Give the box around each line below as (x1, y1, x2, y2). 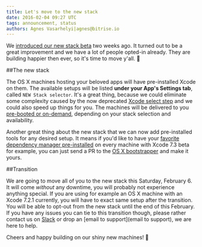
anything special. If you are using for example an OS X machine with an (6, 190, 183, 198)
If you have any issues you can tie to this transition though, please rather (6, 209, 186, 217)
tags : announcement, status (6, 20, 77, 26)
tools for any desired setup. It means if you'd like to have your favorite (6, 135, 180, 142)
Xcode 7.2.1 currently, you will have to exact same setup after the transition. (6, 196, 193, 204)
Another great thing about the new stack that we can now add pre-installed (6, 128, 192, 136)
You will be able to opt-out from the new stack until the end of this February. (6, 203, 195, 210)
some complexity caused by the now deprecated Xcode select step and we (6, 98, 193, 105)
